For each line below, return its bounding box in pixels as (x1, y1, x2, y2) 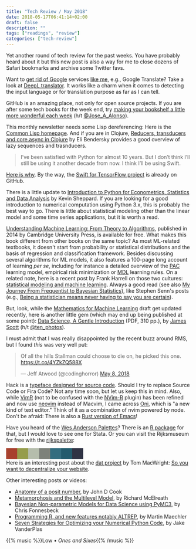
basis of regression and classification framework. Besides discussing (6, 250, 174, 257)
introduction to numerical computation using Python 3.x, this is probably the (6, 201, 190, 208)
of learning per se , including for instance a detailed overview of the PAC (6, 262, 180, 269)
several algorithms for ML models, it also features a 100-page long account (6, 256, 188, 263)
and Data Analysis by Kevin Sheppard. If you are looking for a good (6, 195, 168, 202)
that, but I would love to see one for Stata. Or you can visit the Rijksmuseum (6, 431, 190, 437)
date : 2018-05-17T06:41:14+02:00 (6, 14, 88, 20)
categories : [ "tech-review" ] (6, 36, 77, 42)
